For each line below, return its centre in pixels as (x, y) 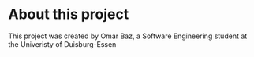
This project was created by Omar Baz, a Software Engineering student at (128, 36)
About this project (69, 14)
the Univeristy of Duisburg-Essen (62, 44)
